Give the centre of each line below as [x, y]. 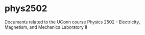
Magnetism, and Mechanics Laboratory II [46, 27]
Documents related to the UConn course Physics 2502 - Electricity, [72, 22]
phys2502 [26, 9]
